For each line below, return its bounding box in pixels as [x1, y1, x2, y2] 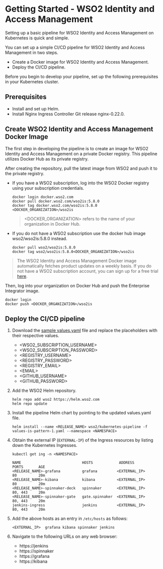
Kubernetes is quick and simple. [5, 35, 70, 41]
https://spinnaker [19, 548, 54, 554]
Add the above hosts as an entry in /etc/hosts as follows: [12, 516, 128, 521]
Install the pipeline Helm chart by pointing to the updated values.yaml [12, 410, 151, 416]
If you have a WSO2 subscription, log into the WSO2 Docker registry [12, 180, 149, 186]
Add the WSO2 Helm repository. [12, 388, 77, 393]
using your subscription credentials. [12, 185, 84, 191]
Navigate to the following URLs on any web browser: [12, 533, 118, 539]
